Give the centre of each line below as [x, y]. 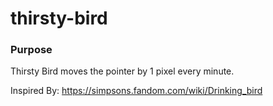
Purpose [31, 50]
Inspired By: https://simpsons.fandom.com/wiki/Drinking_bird [136, 91]
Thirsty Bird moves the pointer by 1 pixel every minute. [122, 71]
